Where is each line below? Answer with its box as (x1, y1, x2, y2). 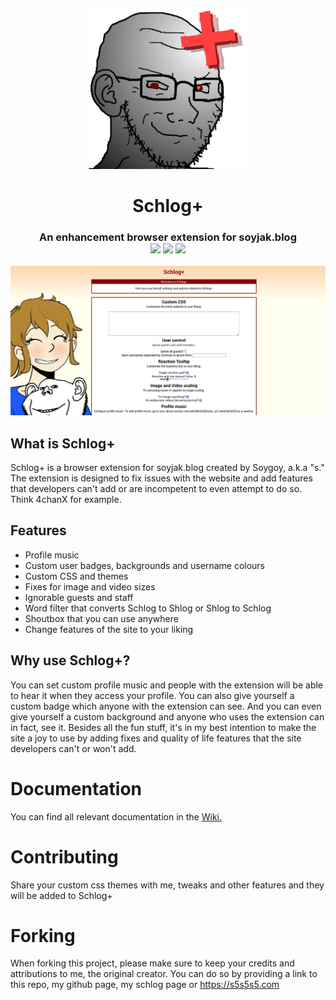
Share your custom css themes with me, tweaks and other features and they (10, 879, 325, 891)
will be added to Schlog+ (10, 889, 113, 901)
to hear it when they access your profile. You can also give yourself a (10, 689, 295, 701)
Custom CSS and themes (24, 570, 129, 582)
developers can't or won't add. (10, 742, 137, 754)
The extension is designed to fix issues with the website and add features (10, 472, 313, 484)
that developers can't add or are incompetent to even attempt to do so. (10, 483, 303, 494)
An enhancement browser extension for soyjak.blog (39, 230, 297, 244)
